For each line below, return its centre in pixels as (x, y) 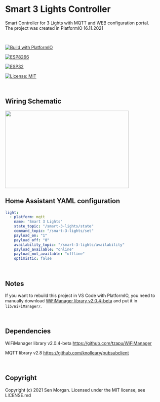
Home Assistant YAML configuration (62, 201)
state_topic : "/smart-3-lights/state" (54, 227)
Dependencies (28, 331)
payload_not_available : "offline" (49, 254)
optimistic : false (33, 259)
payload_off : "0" (32, 240)
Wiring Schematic (33, 101)
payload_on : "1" (31, 235)
